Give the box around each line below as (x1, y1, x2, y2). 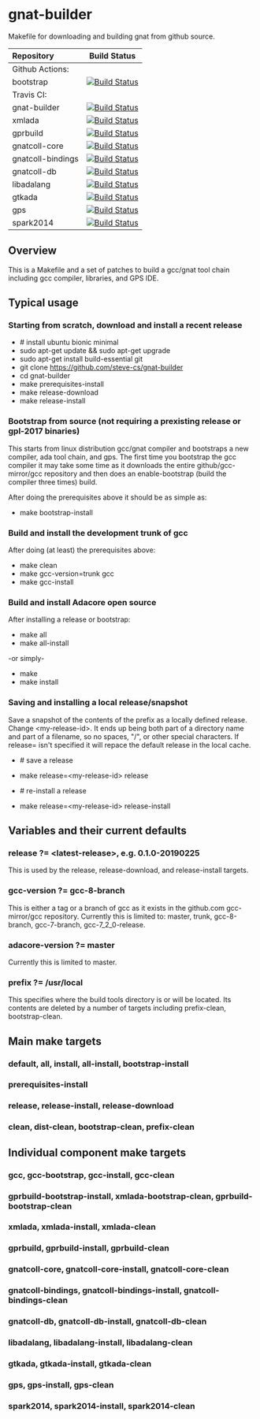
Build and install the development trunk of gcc (8, 527, 188, 538)
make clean (19, 561, 58, 570)
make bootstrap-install (19, 507, 93, 517)
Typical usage (8, 296, 79, 310)
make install (19, 678, 59, 687)
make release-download (19, 388, 98, 397)
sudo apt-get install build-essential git (19, 355, 143, 364)
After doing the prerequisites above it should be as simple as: (8, 492, 207, 502)
